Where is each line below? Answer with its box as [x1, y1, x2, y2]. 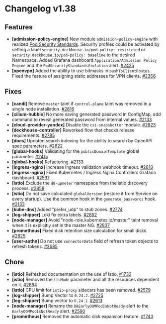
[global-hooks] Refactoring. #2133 [11, 159, 84, 165]
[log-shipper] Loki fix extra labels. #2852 [11, 212, 97, 217]
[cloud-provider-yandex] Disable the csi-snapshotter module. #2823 [11, 121, 156, 127]
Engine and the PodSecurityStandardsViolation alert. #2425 [11, 63, 135, 68]
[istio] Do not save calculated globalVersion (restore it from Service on [11, 190, 158, 197]
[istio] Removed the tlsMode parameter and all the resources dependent [11, 276, 160, 282]
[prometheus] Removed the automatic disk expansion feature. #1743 [11, 313, 154, 319]
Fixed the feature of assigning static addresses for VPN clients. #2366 [11, 73, 156, 79]
